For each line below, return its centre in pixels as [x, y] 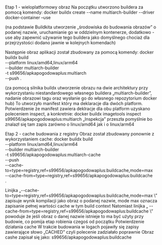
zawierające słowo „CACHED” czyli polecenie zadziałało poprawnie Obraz [80, 232]
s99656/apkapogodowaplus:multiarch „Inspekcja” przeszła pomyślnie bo [79, 119]
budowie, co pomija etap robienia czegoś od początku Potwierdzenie [75, 221]
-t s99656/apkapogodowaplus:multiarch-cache [53, 155]
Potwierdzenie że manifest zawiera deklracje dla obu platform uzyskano [78, 109]
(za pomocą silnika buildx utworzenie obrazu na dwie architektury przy [77, 88]
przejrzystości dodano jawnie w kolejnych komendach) [60, 43]
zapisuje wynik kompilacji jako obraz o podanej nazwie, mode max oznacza [81, 201]
